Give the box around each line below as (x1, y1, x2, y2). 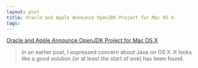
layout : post (6, 8, 40, 15)
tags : (6, 20, 20, 26)
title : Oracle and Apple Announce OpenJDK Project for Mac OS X (6, 15, 174, 21)
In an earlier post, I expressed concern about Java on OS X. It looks (21, 49, 192, 56)
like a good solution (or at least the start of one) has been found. (21, 55, 185, 63)
